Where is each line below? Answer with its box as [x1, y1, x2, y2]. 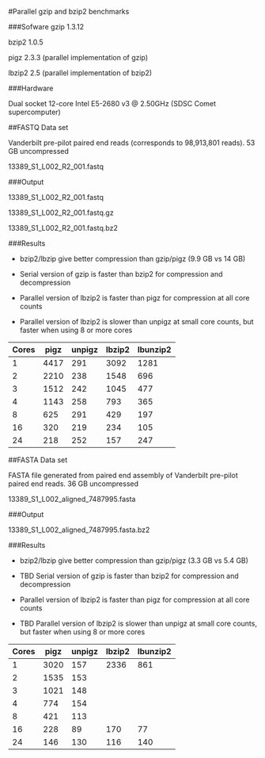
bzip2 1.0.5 [8, 37, 44, 47]
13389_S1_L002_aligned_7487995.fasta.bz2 [8, 525, 150, 534]
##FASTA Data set [8, 455, 68, 465]
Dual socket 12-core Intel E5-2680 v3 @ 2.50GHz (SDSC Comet [8, 99, 216, 108]
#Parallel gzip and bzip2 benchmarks [8, 7, 130, 16]
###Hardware [8, 83, 54, 93]
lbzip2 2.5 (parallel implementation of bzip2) [8, 68, 153, 78]
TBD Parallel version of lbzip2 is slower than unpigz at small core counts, [19, 618, 257, 628]
